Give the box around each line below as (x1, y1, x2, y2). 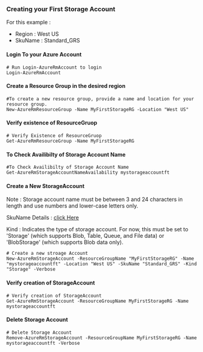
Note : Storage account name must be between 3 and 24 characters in (6, 196, 183, 203)
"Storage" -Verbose (6, 266, 56, 272)
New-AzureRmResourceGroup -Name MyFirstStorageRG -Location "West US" (6, 106, 189, 112)
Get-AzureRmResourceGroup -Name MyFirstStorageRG (6, 138, 135, 144)
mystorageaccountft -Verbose (6, 340, 80, 346)
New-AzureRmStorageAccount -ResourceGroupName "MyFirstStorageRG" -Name (6, 256, 194, 262)
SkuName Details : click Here (6, 214, 79, 222)
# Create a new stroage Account (6, 251, 88, 257)
